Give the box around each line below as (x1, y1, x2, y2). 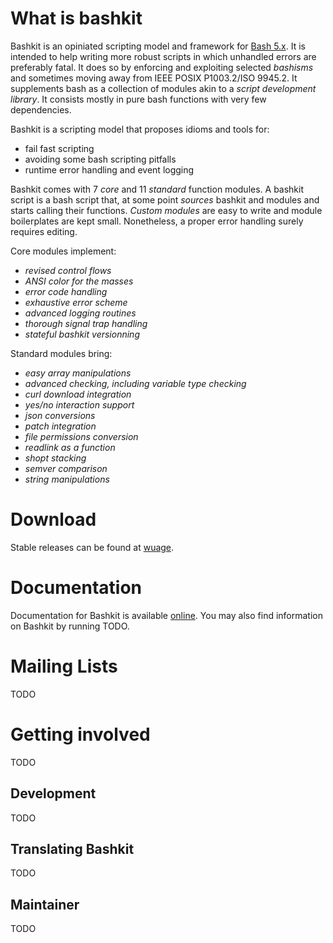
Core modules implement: (10, 245, 117, 257)
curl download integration (24, 388, 132, 400)
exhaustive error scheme (24, 296, 128, 308)
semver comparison (24, 462, 108, 474)
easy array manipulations (24, 367, 132, 379)
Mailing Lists (10, 655, 118, 677)
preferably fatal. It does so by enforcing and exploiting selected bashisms (10, 61, 314, 73)
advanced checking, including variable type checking (24, 377, 247, 389)
